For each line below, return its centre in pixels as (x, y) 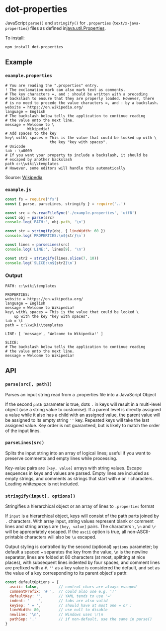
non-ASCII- (139, 532)
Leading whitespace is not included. (42, 484)
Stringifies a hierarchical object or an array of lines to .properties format (80, 506)
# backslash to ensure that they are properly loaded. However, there (80, 98)
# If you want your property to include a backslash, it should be (77, 155)
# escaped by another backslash (39, 159)
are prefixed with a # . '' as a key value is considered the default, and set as (83, 568)
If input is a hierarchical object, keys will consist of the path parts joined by (82, 516)
